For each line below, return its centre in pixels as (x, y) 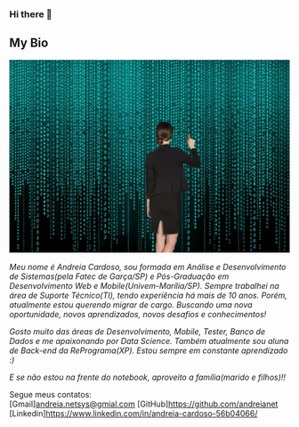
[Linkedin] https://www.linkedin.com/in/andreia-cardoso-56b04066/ (133, 413)
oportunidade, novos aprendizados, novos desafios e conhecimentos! (138, 314)
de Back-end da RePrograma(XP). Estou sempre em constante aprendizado (149, 350)
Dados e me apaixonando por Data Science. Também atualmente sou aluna (149, 341)
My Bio (29, 43)
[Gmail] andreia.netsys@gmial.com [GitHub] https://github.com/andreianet (144, 404)
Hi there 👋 (31, 14)
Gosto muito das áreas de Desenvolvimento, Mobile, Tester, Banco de (137, 331)
